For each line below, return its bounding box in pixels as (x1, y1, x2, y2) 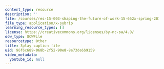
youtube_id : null (9, 57, 45, 62)
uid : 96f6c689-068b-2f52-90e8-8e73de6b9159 (5, 48, 95, 52)
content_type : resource (5, 7, 54, 12)
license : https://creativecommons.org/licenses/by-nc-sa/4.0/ (5, 30, 134, 34)
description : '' (5, 12, 38, 17)
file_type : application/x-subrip (5, 20, 73, 26)
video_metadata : (5, 52, 38, 57)
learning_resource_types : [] (5, 25, 64, 30)
